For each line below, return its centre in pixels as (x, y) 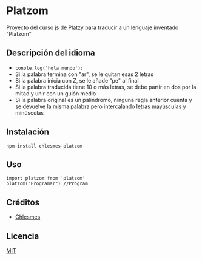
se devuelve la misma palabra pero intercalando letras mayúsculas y (100, 106)
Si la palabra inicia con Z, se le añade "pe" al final (77, 80)
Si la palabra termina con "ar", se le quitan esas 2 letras (84, 74)
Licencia (23, 236)
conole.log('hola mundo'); (49, 68)
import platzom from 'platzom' (46, 179)
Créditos (23, 202)
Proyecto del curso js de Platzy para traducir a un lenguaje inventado (93, 27)
